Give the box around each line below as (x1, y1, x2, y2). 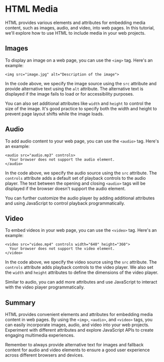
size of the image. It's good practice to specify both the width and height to (5, 105, 157, 111)
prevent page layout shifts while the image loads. (5, 111, 104, 117)
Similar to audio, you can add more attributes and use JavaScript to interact (5, 279, 158, 285)
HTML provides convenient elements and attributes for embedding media (5, 312, 153, 317)
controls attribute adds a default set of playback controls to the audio (5, 175, 146, 181)
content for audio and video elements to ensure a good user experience (5, 347, 150, 353)
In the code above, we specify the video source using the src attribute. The (5, 259, 157, 265)
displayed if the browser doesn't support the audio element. (5, 185, 126, 192)
